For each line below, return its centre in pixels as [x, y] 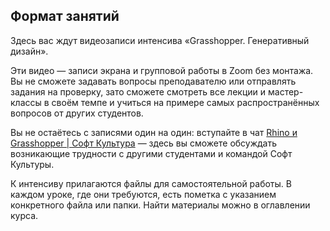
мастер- [285, 91]
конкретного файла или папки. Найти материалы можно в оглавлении [160, 205]
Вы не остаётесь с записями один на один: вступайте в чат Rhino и [154, 132]
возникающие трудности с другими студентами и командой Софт [151, 153]
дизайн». [29, 51]
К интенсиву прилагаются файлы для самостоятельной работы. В [151, 183]
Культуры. [32, 164]
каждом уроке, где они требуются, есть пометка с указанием [143, 194]
